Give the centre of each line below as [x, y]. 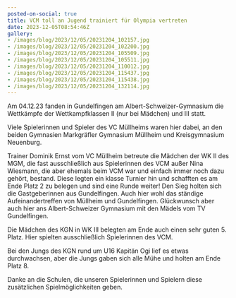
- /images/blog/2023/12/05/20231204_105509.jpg [79, 54]
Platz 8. [18, 266]
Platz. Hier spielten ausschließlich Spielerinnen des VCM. [90, 237]
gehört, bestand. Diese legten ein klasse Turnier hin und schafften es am [113, 179]
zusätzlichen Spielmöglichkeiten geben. [65, 287]
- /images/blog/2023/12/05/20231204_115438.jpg [79, 79]
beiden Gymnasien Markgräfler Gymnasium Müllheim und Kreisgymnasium [116, 135]
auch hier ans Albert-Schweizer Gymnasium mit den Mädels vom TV [106, 208]
